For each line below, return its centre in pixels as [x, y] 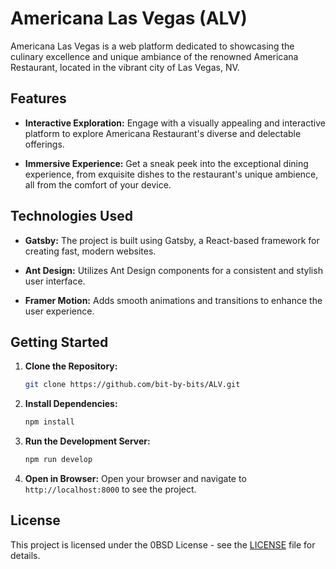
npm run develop [58, 460]
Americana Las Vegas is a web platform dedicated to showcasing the [152, 46]
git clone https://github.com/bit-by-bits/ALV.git [132, 385]
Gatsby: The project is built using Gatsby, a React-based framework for [172, 240]
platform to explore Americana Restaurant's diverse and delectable [163, 133]
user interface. [55, 281]
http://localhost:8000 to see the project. [110, 489]
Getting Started [59, 342]
